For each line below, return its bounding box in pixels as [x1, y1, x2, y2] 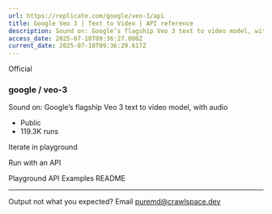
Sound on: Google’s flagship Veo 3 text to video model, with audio [8, 103, 228, 112]
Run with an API [8, 158, 62, 168]
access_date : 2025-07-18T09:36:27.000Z [8, 34, 143, 43]
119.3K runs [19, 127, 59, 136]
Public [19, 118, 42, 128]
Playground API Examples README [8, 174, 125, 183]
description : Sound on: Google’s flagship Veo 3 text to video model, [8, 27, 252, 35]
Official [8, 64, 32, 73]
